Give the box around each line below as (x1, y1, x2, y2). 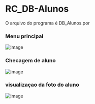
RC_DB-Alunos (5, 3, 69, 15)
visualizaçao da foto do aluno (5, 81, 80, 88)
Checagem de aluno (5, 57, 56, 64)
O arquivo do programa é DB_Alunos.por (5, 20, 90, 26)
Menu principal (5, 33, 44, 40)
